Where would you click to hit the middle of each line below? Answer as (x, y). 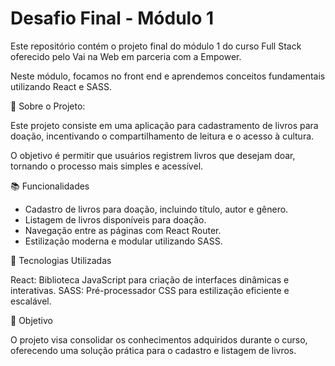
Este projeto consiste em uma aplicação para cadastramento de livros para (164, 125)
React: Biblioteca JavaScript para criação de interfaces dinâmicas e (150, 279)
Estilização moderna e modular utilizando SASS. (123, 241)
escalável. (31, 301)
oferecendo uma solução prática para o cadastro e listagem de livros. (153, 350)
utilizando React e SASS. (61, 86)
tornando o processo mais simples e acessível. (107, 166)
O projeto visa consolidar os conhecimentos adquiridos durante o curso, (159, 339)
